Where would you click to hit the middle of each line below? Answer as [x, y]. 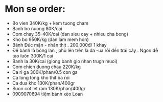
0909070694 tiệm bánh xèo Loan [48, 94]
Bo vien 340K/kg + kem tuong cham [50, 23]
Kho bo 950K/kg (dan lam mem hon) [50, 39]
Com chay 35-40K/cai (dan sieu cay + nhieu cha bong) [70, 34]
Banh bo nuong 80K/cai [37, 28]
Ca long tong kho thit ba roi [41, 77]
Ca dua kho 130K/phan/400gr [43, 83]
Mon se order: [35, 9]
